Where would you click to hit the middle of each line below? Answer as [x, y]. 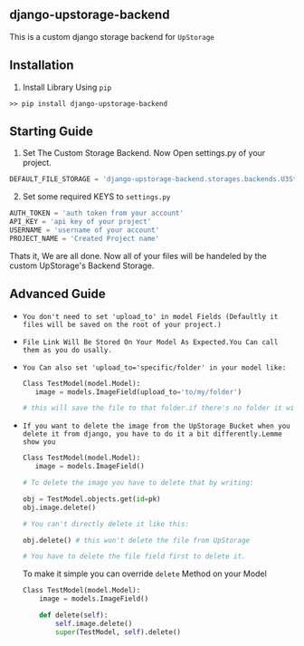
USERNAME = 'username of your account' [85, 230]
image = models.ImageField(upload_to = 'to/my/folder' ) [138, 392]
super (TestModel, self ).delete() [119, 632]
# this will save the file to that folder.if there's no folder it [152, 408]
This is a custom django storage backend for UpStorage [112, 36]
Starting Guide [51, 132]
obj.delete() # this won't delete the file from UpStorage [136, 540]
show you [39, 442]
